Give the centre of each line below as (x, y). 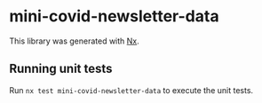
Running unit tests (61, 69)
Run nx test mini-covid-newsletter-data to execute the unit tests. (131, 90)
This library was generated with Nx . (74, 41)
